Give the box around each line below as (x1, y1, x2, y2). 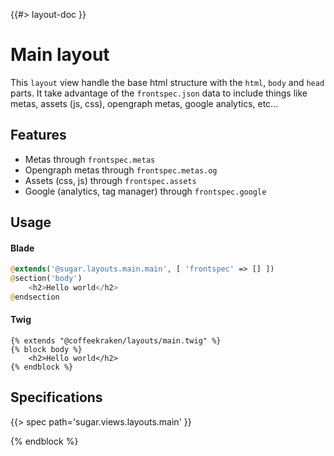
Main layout (10, 44, 110, 66)
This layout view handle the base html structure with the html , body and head (10, 76, 325, 88)
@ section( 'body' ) (10, 274, 83, 284)
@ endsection (10, 292, 60, 302)
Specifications (10, 389, 103, 406)
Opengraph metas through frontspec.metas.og (24, 164, 218, 176)
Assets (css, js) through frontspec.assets (24, 174, 197, 186)
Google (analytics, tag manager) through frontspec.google (24, 185, 267, 197)
